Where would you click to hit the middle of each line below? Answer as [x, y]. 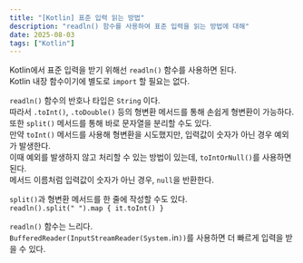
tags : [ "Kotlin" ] [42, 43]
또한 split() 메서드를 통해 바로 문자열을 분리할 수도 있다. [111, 123]
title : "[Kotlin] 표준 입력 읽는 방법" [77, 18]
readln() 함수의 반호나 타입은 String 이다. [85, 101]
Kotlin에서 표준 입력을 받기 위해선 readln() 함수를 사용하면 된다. [123, 70]
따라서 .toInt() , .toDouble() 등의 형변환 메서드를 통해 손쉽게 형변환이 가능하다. [152, 112]
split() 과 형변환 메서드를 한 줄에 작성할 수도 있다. [98, 200]
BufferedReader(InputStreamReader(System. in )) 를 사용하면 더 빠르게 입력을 [147, 238]
